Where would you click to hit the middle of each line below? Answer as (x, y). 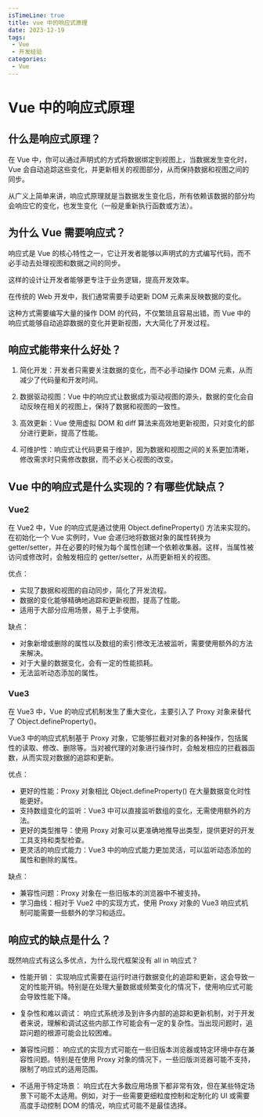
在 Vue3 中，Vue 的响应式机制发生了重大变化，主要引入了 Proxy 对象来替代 (130, 712)
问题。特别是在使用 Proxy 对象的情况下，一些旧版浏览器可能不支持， (144, 1060)
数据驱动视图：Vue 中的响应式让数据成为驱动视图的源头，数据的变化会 (133, 396)
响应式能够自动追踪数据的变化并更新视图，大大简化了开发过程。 (111, 323)
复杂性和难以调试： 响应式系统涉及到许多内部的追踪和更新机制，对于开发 (137, 1013)
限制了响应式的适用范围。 (61, 1069)
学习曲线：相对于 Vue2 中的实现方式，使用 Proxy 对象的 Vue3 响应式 (130, 903)
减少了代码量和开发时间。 (61, 380)
